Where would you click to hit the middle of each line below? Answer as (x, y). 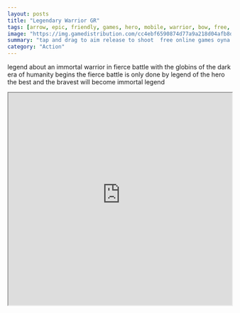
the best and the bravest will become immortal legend (86, 82)
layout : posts (28, 14)
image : (17, 34)
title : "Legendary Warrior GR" (54, 21)
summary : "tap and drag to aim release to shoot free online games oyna (119, 40)
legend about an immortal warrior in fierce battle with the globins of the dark (119, 67)
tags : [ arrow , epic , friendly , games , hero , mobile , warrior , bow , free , (119, 27)
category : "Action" (36, 47)
